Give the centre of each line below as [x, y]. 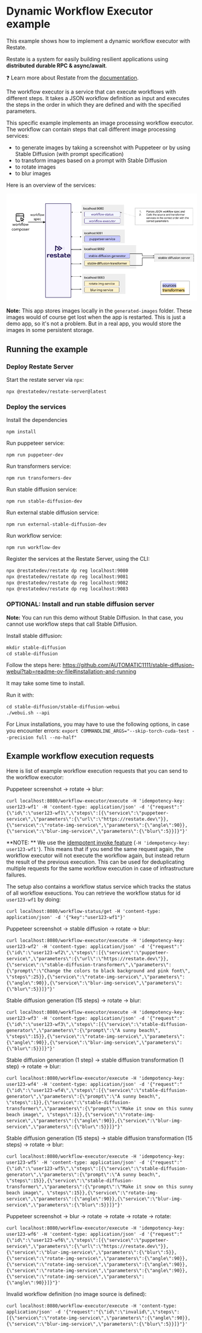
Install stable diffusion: [34, 636]
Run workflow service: [34, 536]
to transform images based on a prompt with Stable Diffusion [91, 160]
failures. [16, 875]
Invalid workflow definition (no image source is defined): [77, 1294]
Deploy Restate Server [40, 367]
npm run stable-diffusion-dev [44, 501]
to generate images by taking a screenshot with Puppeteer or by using [103, 148]
